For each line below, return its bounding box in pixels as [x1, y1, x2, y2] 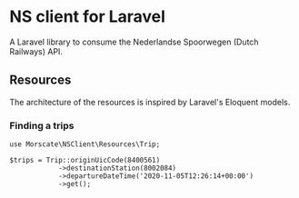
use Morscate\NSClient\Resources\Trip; [9, 140, 161, 149]
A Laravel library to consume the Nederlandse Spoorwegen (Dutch [9, 36, 259, 47]
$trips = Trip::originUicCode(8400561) [9, 156, 161, 165]
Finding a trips [9, 119, 75, 132]
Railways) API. [9, 45, 64, 56]
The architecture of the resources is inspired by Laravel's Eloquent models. [9, 96, 291, 107]
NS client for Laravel [9, 6, 166, 27]
